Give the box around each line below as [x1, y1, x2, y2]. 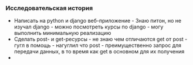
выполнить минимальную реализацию [13, 30, 111, 37]
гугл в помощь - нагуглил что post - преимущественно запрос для [13, 42, 182, 49]
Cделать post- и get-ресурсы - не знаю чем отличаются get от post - [13, 36, 188, 43]
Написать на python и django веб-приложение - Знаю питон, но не [13, 17, 182, 24]
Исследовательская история [5, 4, 93, 12]
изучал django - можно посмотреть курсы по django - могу [13, 23, 164, 30]
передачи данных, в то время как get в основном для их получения [13, 48, 185, 55]
